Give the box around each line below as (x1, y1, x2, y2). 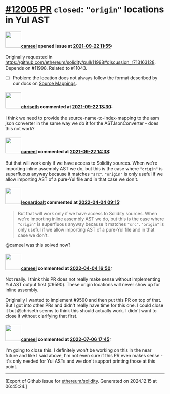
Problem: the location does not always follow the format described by (12, 75, 158, 81)
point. (5, 364, 18, 370)
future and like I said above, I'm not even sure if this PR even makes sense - (5, 353, 163, 359)
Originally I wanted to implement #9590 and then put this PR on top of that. (5, 297, 162, 303)
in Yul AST (5, 14, 50, 26)
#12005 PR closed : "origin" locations (5, 4, 164, 15)
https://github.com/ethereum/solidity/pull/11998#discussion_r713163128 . (5, 59, 156, 65)
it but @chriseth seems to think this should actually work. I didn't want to (5, 308, 157, 314)
